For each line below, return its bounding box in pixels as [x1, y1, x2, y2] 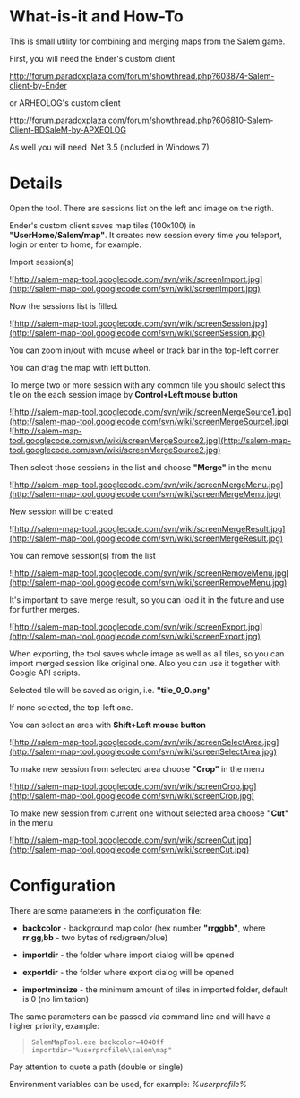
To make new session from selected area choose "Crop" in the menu [9, 763, 266, 774]
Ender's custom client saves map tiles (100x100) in [9, 219, 196, 230]
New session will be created [9, 506, 114, 517]
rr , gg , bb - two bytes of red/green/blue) [21, 931, 168, 942]
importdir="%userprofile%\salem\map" [30, 1045, 173, 1054]
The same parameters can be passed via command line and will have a [9, 1010, 271, 1022]
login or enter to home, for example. [9, 239, 141, 250]
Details [9, 173, 63, 193]
